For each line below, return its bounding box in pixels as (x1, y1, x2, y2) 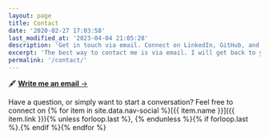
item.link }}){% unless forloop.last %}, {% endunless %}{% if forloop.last (8, 113, 248, 124)
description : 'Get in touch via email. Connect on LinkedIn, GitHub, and (8, 42, 260, 50)
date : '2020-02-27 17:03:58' (8, 26, 106, 34)
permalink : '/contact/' (8, 57, 88, 65)
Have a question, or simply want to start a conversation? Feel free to (8, 97, 234, 106)
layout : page (8, 11, 52, 20)
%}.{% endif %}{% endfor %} (8, 122, 106, 132)
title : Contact (8, 19, 59, 27)
